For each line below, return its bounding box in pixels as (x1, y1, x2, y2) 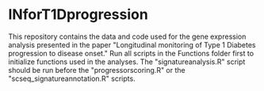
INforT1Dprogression (8, 6, 148, 24)
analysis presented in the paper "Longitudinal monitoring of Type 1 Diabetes (8, 40, 256, 49)
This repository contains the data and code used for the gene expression (8, 32, 247, 41)
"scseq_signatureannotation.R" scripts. (8, 74, 136, 83)
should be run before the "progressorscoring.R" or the (8, 65, 186, 74)
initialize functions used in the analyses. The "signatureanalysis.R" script (8, 57, 246, 66)
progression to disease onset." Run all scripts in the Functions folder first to (8, 48, 254, 58)
